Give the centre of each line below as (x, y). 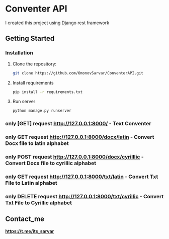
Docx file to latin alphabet (37, 143)
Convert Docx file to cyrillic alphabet (51, 163)
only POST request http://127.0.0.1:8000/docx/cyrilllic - (75, 157)
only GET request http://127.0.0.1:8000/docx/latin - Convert (80, 137)
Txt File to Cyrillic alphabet (38, 203)
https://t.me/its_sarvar (30, 231)
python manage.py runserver (42, 111)
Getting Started (30, 38)
